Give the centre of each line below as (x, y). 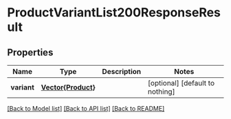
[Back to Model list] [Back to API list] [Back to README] (86, 108)
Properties (30, 52)
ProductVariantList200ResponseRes (114, 13)
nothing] (161, 92)
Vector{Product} (68, 87)
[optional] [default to (181, 83)
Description (122, 71)
